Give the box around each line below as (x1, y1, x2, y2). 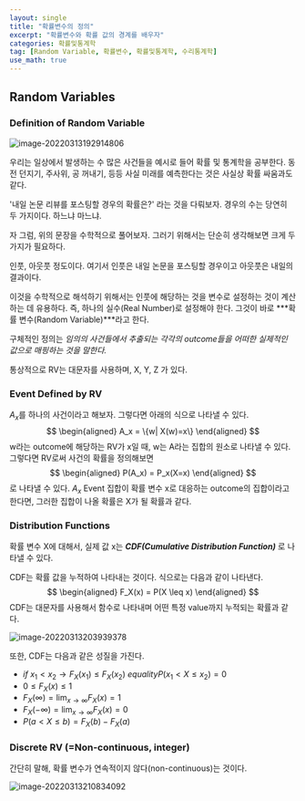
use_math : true (9, 56, 67, 65)
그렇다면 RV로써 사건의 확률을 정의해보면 (9, 453, 155, 463)
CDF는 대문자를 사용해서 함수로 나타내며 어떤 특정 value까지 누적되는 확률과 (9, 601, 280, 612)
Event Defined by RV (9, 387, 103, 400)
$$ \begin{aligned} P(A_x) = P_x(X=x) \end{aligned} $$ (49, 467, 257, 478)
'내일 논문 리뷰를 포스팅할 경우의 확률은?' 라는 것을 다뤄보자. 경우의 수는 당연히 (9, 198, 288, 210)
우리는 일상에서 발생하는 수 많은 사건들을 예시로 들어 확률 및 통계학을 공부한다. (9, 156, 287, 167)
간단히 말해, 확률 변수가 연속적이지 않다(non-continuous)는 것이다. (9, 763, 248, 774)
